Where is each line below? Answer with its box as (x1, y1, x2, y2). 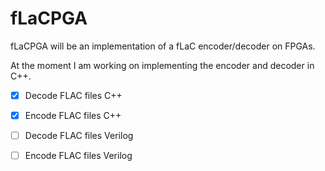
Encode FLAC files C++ (24, 110, 122, 121)
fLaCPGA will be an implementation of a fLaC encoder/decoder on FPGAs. (10, 40, 316, 52)
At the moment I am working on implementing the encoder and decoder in (10, 59, 315, 71)
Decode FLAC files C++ (24, 89, 123, 101)
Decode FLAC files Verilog (24, 130, 134, 142)
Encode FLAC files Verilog (24, 150, 133, 162)
